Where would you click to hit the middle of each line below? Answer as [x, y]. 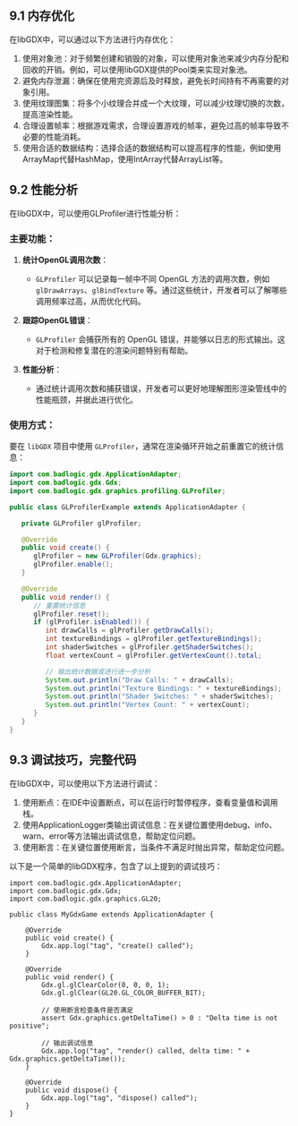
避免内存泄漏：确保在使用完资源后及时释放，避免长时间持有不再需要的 [152, 81]
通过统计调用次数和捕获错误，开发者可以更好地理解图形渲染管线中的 [161, 388]
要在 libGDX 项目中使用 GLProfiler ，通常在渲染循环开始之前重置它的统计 [143, 447]
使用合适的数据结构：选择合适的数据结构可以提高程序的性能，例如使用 [152, 148]
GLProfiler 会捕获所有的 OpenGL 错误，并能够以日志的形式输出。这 [161, 339]
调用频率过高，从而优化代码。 [90, 301]
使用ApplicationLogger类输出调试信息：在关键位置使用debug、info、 [149, 824]
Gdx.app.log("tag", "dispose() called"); [120, 1098]
